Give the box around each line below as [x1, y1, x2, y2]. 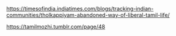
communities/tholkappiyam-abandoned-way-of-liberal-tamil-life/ [6, 11, 170, 19]
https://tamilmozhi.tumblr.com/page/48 [6, 23, 106, 30]
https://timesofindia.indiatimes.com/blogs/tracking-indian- [6, 5, 154, 12]
